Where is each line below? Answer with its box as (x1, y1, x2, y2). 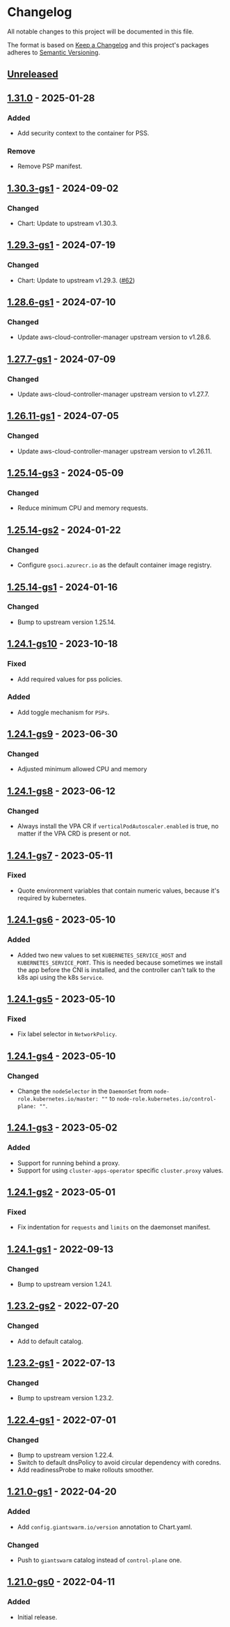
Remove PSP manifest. (17, 162, 83, 171)
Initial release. (17, 1612, 58, 1621)
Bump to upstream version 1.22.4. (17, 1451, 114, 1460)
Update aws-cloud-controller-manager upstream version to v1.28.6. (17, 333, 211, 342)
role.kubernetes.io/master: (17, 1096, 99, 1103)
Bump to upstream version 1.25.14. (17, 618, 116, 626)
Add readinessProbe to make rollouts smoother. (17, 1466, 154, 1474)
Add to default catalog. (17, 1337, 83, 1345)
